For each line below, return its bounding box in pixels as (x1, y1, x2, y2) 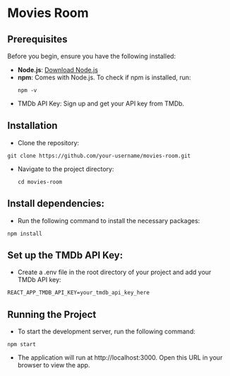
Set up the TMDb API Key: (7, 249, 123, 261)
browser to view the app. (17, 361, 90, 370)
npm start (7, 341, 37, 348)
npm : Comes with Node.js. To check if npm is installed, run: (17, 73, 192, 81)
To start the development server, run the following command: (17, 327, 195, 336)
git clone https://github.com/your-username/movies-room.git (7, 152, 191, 159)
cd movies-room (17, 178, 63, 186)
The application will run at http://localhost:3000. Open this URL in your (17, 353, 223, 362)
